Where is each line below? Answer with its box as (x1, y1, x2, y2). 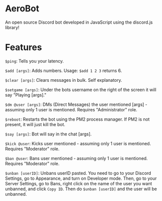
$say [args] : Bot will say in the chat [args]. (5, 131, 92, 137)
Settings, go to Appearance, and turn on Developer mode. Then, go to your (5, 175, 157, 181)
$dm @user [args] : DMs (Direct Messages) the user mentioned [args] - (5, 101, 148, 107)
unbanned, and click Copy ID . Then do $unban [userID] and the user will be (5, 186, 157, 192)
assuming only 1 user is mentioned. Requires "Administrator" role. (5, 106, 137, 112)
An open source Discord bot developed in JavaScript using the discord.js (5, 19, 153, 25)
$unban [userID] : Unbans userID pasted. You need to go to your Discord (5, 170, 151, 176)
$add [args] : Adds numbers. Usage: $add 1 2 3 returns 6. (5, 67, 122, 73)
